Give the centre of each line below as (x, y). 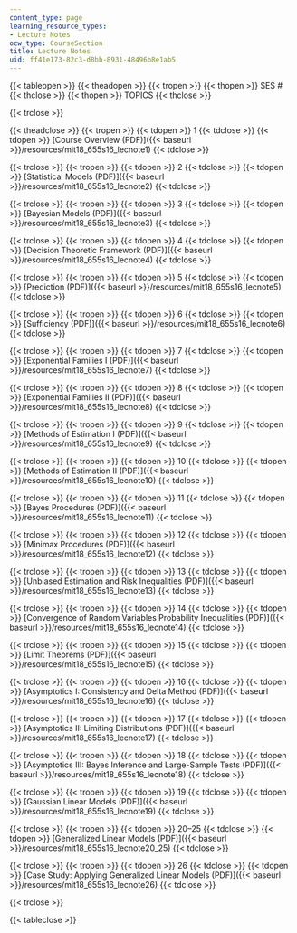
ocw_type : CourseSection (56, 43)
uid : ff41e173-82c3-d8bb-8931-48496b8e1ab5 (93, 60)
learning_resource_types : (58, 26)
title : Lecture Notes (50, 52)
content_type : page (46, 18)
